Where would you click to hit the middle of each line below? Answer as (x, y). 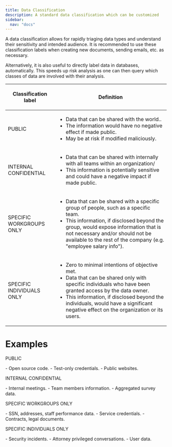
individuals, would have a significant (109, 303)
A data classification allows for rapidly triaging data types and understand (83, 39)
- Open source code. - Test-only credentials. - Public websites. (72, 368)
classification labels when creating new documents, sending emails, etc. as (85, 50)
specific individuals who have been (108, 284)
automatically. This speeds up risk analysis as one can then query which (82, 71)
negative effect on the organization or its (114, 310)
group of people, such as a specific (108, 208)
